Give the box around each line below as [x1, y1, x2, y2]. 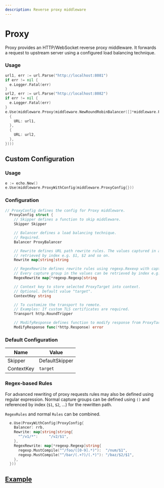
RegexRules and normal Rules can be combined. [5, 411, 101, 417]
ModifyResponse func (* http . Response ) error [14, 325, 104, 330]
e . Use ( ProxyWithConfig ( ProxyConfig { [9, 420, 84, 425]
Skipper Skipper [14, 221, 47, 227]
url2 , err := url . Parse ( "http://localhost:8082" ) [5, 91, 108, 96]
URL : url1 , [14, 119, 36, 123]
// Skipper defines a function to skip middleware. [14, 217, 121, 222]
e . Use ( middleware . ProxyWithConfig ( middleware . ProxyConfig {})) [5, 185, 134, 190]
